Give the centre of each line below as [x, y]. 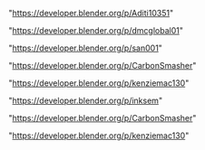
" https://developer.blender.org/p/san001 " [85, 48]
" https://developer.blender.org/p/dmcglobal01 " [96, 30]
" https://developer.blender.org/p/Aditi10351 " [91, 13]
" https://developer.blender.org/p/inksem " [86, 100]
